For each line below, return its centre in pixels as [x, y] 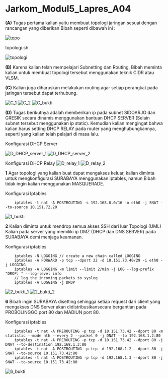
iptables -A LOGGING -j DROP [45, 282]
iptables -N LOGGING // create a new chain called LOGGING [77, 256]
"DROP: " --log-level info [33, 273]
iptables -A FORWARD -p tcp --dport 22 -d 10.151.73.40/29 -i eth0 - [89, 260]
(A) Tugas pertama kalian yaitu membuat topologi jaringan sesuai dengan [81, 23]
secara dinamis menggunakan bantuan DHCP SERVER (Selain [86, 118]
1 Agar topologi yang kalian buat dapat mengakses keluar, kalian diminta [80, 173]
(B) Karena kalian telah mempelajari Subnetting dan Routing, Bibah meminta [84, 67]
